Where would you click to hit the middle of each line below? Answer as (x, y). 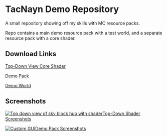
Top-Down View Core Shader (36, 66)
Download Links (31, 54)
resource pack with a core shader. (41, 38)
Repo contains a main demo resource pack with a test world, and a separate (84, 33)
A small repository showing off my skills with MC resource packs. (73, 23)
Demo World (18, 85)
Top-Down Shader (121, 113)
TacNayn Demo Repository (62, 9)
